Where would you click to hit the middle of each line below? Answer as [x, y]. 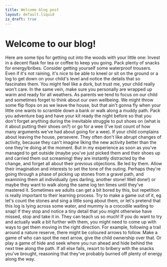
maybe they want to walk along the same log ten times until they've [74, 185]
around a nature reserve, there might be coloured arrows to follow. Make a [82, 233]
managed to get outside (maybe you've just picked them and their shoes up [83, 153]
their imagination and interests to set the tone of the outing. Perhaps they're [83, 169]
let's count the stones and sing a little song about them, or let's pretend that [83, 201]
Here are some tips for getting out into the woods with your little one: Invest [83, 57]
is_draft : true [21, 19]
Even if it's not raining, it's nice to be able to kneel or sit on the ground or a [82, 73]
